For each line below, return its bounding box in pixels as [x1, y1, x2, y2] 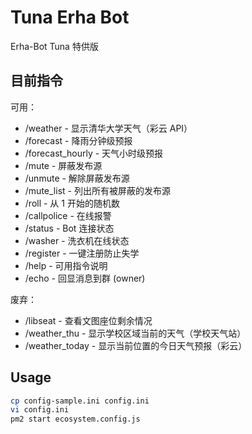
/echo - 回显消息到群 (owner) [24, 272, 146, 284]
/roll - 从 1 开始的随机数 [24, 197, 120, 209]
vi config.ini [10, 405, 70, 415]
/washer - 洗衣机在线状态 [24, 234, 130, 246]
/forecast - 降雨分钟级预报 [24, 134, 133, 146]
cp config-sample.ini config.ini [10, 396, 150, 406]
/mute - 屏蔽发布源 [24, 159, 103, 171]
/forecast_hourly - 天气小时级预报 [24, 147, 164, 159]
